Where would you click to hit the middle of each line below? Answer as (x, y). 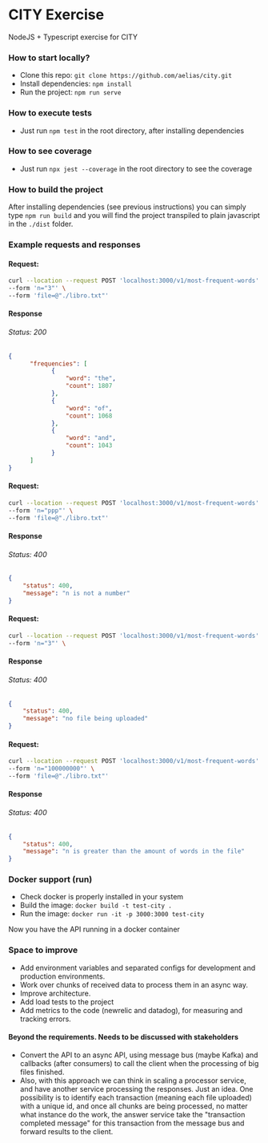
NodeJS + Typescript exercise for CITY (73, 37)
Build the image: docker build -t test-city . (96, 905)
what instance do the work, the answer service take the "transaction (132, 1114)
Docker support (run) (50, 879)
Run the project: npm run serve (70, 92)
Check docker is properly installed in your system (102, 897)
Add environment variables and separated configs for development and (138, 967)
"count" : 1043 (89, 446)
